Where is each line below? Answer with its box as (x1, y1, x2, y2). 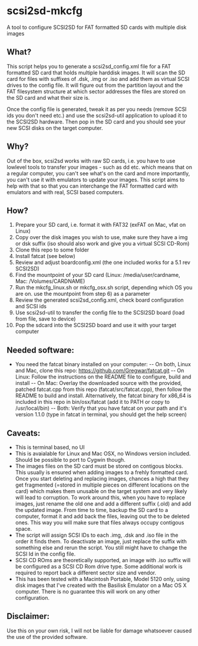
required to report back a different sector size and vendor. (15, 569, 157, 576)
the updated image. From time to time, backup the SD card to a (15, 507, 169, 513)
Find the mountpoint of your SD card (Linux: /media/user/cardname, (15, 272, 180, 279)
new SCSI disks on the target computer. (6, 124, 103, 131)
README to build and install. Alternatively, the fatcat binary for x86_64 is (15, 392, 192, 399)
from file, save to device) (15, 315, 76, 322)
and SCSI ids (15, 303, 47, 310)
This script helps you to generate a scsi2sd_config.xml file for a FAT (6, 63, 171, 70)
